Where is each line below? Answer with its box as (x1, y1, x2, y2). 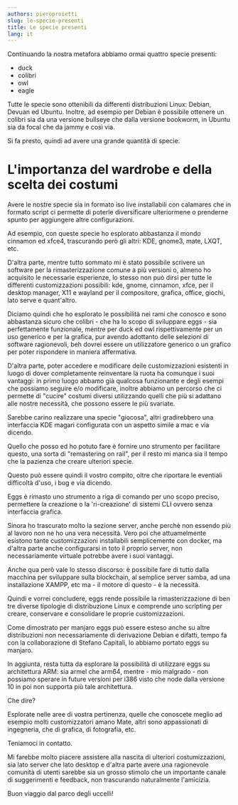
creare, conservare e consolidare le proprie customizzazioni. (7, 610, 185, 618)
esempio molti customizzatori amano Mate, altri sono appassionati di (7, 717, 208, 727)
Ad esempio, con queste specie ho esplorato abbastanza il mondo (7, 229, 201, 238)
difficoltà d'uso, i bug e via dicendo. (7, 479, 112, 487)
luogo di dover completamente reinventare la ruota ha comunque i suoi (7, 369, 215, 378)
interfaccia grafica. (7, 507, 63, 516)
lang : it (7, 30, 33, 38)
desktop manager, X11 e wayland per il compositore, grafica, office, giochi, (7, 289, 225, 297)
